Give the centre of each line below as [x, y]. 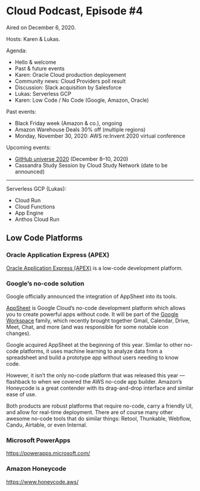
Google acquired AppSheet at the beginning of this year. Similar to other [94, 344]
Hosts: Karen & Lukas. [33, 39]
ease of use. [21, 394]
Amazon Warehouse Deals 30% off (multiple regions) [80, 129]
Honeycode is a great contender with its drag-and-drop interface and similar [100, 388]
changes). [18, 333]
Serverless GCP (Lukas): [36, 188]
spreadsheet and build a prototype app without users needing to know [93, 357]
